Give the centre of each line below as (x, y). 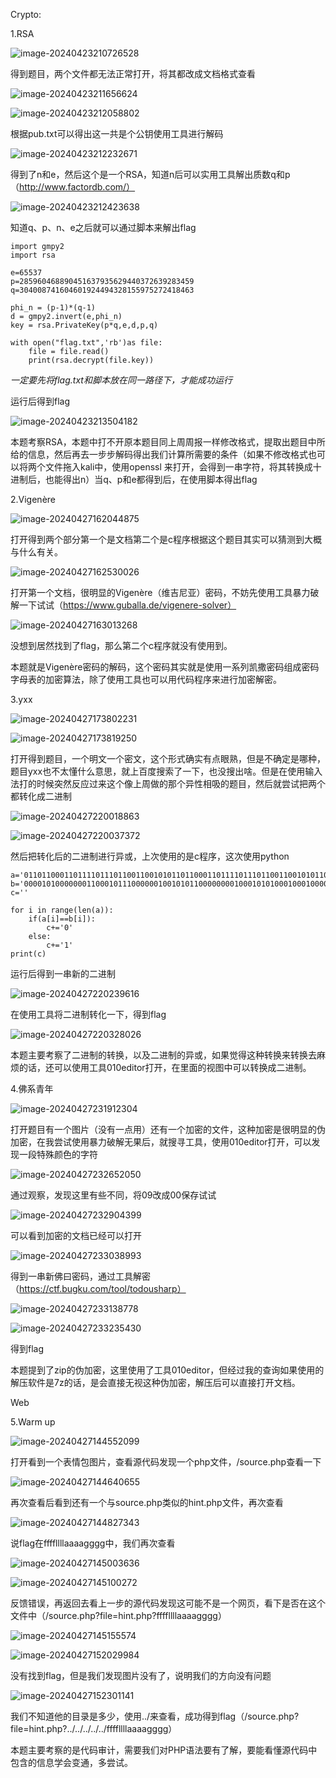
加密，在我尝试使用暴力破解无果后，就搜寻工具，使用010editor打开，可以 (161, 1142)
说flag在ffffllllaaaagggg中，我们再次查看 (93, 1543)
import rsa (33, 255)
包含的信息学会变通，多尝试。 (71, 1762)
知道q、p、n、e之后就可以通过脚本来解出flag (103, 227)
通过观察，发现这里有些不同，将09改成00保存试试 (113, 1195)
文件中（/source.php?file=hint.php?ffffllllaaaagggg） (118, 1615)
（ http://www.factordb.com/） (73, 187)
